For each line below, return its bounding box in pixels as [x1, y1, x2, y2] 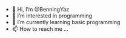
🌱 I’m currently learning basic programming [12, 19, 121, 25]
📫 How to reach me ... [12, 25, 68, 33]
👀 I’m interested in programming [12, 12, 93, 19]
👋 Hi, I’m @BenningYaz [12, 6, 70, 13]
